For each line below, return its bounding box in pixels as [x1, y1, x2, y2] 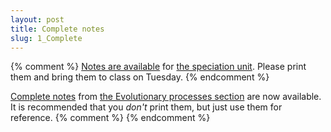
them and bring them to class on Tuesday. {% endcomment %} [10, 71, 270, 83]
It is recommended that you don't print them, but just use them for [10, 101, 283, 113]
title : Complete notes [10, 24, 105, 34]
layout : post [10, 14, 65, 25]
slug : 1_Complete [10, 33, 83, 43]
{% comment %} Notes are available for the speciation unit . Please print [10, 61, 307, 73]
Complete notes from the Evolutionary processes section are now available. [10, 91, 322, 103]
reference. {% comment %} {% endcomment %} [10, 112, 211, 124]
